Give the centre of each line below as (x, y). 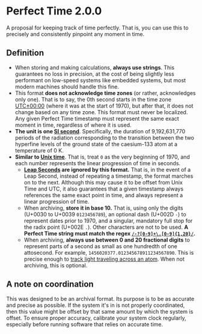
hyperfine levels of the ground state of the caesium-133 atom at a (96, 144)
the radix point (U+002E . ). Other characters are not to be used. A (106, 227)
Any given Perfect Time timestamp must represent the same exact (97, 118)
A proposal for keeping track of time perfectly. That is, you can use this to (97, 28)
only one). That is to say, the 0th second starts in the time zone (93, 99)
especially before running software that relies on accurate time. (85, 324)
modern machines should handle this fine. (67, 87)
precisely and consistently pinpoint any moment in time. (75, 34)
